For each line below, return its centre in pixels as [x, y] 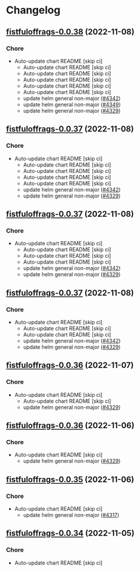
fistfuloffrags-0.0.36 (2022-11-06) [70, 426]
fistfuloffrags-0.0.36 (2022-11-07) [70, 365]
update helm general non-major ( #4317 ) [71, 515]
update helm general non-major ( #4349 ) [72, 104]
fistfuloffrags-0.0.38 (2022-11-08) [70, 32]
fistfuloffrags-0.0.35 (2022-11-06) [70, 479]
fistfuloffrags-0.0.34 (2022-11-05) [70, 533]
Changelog [33, 10]
